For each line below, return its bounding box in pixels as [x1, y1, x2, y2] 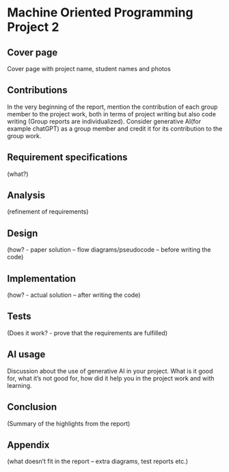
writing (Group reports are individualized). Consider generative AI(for [7, 117, 202, 125]
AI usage [7, 349, 46, 360]
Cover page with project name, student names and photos [7, 65, 171, 73]
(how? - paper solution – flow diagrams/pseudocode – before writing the [7, 246, 211, 254]
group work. [7, 131, 42, 140]
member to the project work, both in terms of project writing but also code [7, 109, 217, 118]
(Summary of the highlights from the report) [7, 419, 131, 428]
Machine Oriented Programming [7, 5, 193, 21]
